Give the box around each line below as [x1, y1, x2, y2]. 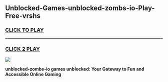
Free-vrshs [5, 12, 41, 20]
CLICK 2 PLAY [5, 45, 40, 52]
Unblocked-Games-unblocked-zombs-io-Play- [5, 4, 155, 12]
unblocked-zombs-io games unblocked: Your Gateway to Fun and [5, 66, 144, 72]
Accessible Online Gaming [5, 71, 61, 77]
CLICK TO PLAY [5, 27, 44, 34]
